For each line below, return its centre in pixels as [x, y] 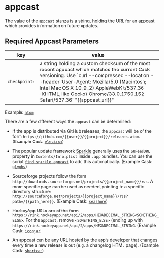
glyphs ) [20, 166]
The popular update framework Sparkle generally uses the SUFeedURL [81, 151]
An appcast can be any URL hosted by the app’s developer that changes [85, 240]
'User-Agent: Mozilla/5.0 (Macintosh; [103, 81]
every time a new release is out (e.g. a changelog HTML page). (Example [85, 245]
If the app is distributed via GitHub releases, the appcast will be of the [82, 131]
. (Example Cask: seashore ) [81, 201]
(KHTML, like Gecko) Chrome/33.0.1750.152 [92, 94]
